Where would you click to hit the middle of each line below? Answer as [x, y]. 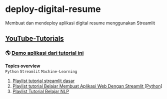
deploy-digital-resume [53, 9]
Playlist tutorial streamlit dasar [43, 81]
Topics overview [23, 66]
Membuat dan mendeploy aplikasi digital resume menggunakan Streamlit [80, 23]
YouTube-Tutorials [34, 39]
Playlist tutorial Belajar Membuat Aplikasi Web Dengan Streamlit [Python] [87, 86]
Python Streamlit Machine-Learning [41, 71]
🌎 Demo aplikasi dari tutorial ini [44, 53]
